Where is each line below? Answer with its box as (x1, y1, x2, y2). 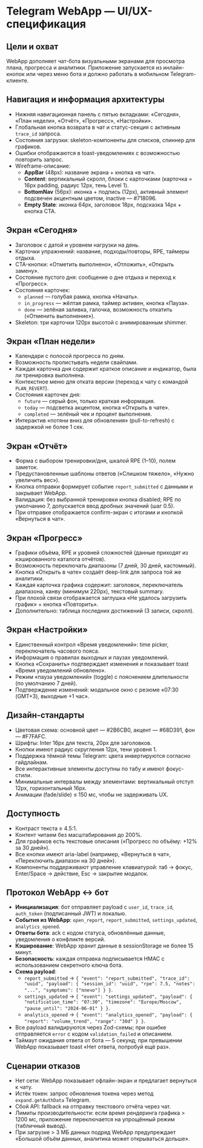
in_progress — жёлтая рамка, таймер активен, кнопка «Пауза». (24, 299, 189, 306)
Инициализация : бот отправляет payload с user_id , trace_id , (15, 904, 174, 911)
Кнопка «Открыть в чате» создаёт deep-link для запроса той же (15, 568, 182, 576)
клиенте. (6, 77, 29, 84)
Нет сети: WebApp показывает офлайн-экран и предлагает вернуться (15, 1077, 197, 1084)
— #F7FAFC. (15, 732, 47, 740)
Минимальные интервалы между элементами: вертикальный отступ (15, 778, 194, 785)
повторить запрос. (15, 156, 64, 163)
